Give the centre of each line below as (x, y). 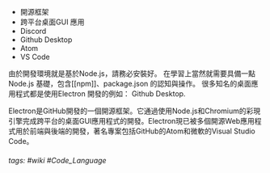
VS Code (35, 57)
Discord (33, 31)
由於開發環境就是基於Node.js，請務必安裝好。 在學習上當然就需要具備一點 (132, 74)
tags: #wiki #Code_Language (57, 160)
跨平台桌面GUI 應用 (52, 22)
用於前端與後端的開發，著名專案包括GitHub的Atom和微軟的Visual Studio (135, 131)
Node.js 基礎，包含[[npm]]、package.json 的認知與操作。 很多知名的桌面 (130, 84)
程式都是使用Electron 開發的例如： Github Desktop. (100, 94)
